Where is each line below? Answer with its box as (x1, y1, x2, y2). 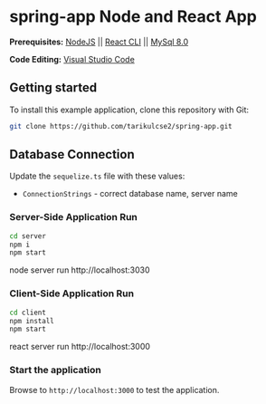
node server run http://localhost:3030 (9, 265, 151, 275)
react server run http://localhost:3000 (9, 341, 151, 352)
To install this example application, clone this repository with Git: (9, 104, 250, 115)
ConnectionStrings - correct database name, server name (22, 188, 238, 199)
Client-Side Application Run (9, 287, 134, 300)
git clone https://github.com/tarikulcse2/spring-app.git (9, 121, 233, 130)
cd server (9, 231, 47, 241)
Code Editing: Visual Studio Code (9, 53, 136, 64)
